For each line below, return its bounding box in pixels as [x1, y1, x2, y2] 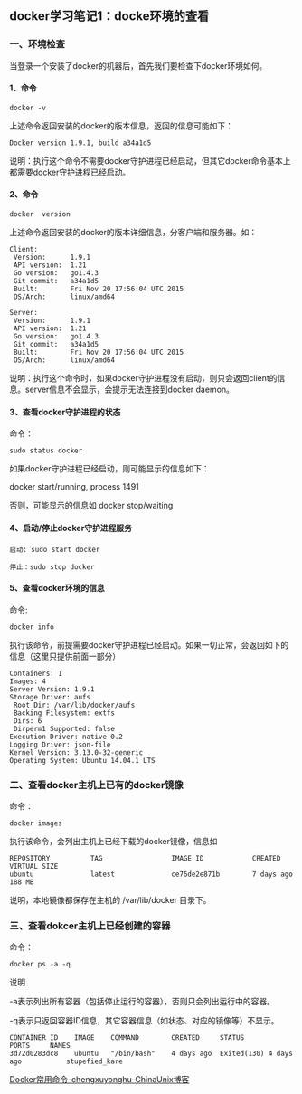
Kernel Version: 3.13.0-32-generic [9, 747, 144, 757]
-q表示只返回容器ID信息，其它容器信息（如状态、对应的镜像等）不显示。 [9, 1015, 279, 1026]
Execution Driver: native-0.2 [9, 732, 124, 741]
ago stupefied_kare [9, 1057, 124, 1066]
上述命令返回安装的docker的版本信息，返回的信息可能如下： [9, 120, 233, 131]
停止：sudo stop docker [9, 562, 95, 572]
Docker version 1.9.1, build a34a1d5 [9, 138, 152, 147]
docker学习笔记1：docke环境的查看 [9, 8, 210, 24]
